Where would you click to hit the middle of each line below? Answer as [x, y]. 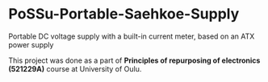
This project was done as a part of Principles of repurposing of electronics [134, 60]
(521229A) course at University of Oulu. [75, 68]
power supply [31, 44]
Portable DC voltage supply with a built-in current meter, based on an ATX [132, 36]
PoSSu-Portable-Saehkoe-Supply [124, 14]
